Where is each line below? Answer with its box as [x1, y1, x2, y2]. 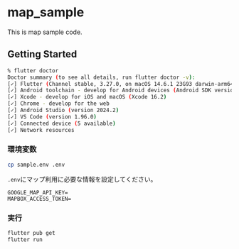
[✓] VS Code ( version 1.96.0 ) [7, 113, 97, 121]
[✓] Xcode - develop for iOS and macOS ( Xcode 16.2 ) [7, 94, 167, 101]
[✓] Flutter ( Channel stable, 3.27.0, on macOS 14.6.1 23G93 [7, 80, 193, 87]
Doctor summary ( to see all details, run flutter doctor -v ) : [7, 74, 196, 81]
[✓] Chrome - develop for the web [7, 100, 110, 107]
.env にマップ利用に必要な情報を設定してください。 [7, 175, 157, 183]
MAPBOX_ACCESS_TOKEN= [7, 195, 72, 202]
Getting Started [7, 48, 78, 60]
